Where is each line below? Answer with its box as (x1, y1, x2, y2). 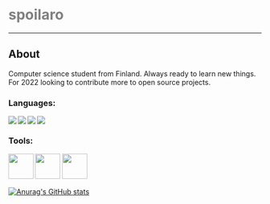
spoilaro (8, 6, 64, 24)
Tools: (8, 135, 34, 146)
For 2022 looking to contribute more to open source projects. (8, 77, 211, 87)
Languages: (8, 97, 56, 108)
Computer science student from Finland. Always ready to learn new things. (8, 68, 256, 78)
